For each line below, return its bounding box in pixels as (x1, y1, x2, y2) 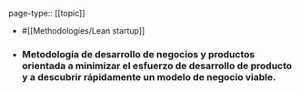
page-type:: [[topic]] (8, 8, 85, 18)
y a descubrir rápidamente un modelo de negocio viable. (21, 70, 276, 83)
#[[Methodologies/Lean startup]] (21, 26, 145, 36)
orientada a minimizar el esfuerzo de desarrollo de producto (21, 59, 293, 72)
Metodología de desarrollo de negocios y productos (21, 47, 256, 60)
